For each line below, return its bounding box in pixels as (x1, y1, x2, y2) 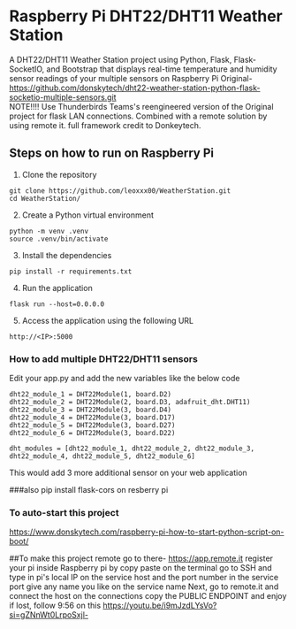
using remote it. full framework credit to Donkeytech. (9, 119, 201, 130)
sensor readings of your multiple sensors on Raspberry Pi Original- (9, 73, 254, 83)
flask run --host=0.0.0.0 (9, 299, 104, 309)
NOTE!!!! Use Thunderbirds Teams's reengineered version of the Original (9, 101, 274, 111)
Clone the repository (21, 169, 97, 180)
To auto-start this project (9, 506, 119, 518)
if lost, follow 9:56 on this (9, 600, 102, 611)
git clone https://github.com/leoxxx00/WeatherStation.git (9, 186, 231, 196)
